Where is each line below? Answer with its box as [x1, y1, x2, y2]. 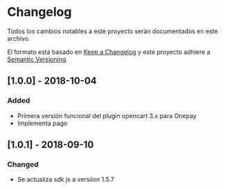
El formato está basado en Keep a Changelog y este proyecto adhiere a [7, 48, 211, 56]
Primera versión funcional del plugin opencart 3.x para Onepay [17, 111, 197, 120]
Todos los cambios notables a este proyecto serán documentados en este [7, 27, 218, 35]
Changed [7, 160, 39, 169]
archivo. [7, 34, 30, 42]
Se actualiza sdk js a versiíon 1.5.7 [17, 175, 114, 184]
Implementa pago [17, 119, 68, 127]
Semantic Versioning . [7, 55, 68, 63]
